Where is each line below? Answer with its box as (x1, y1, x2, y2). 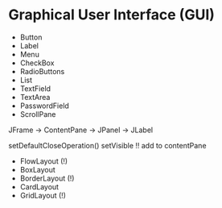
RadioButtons (19, 66, 65, 76)
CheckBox (19, 58, 55, 68)
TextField (19, 83, 51, 94)
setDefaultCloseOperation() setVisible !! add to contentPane (8, 140, 207, 150)
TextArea (19, 92, 51, 102)
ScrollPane (19, 109, 56, 119)
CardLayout (19, 181, 59, 191)
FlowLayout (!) (19, 156, 68, 166)
